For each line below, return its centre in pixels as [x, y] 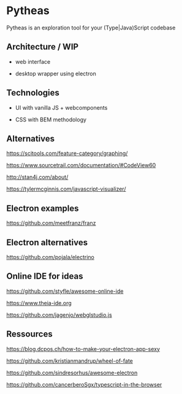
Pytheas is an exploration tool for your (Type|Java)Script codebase [91, 28]
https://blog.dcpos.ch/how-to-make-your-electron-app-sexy [83, 349]
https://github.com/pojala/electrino [51, 257]
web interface [33, 61]
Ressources [30, 334]
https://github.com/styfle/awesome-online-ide [65, 291]
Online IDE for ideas [45, 276]
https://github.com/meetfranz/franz [51, 223]
